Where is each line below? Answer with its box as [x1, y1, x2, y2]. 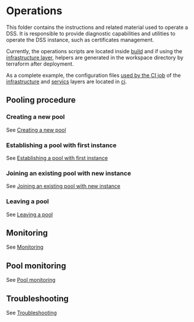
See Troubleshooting [6, 309, 57, 316]
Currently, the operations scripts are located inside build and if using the [6, 47, 182, 54]
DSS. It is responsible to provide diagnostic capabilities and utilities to [6, 30, 176, 37]
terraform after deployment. [6, 60, 74, 67]
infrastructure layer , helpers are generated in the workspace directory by [6, 54, 184, 61]
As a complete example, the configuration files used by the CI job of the [6, 71, 182, 79]
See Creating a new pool [6, 126, 66, 134]
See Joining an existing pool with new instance [6, 183, 121, 190]
